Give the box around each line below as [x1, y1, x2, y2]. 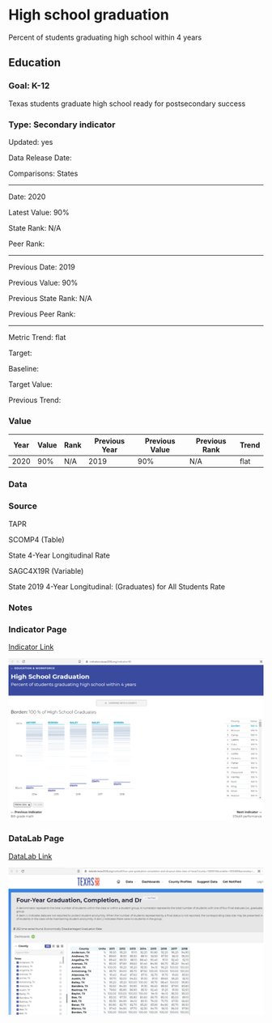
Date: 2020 [8, 192, 46, 202]
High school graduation [8, 6, 170, 24]
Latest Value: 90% [8, 207, 70, 217]
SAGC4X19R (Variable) [8, 566, 84, 575]
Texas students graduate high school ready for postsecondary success [8, 99, 246, 108]
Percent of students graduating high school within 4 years [8, 32, 202, 42]
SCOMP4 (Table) [8, 534, 65, 544]
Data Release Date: [8, 152, 73, 163]
